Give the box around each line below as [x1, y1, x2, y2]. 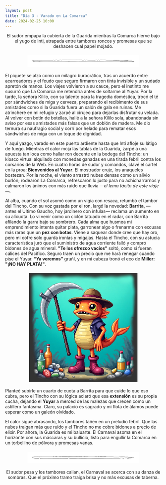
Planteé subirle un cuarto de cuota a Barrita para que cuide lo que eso [5, 388, 149, 394]
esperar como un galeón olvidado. [5, 409, 75, 415]
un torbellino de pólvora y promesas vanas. [5, 440, 94, 446]
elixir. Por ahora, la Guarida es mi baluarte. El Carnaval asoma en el [5, 429, 142, 435]
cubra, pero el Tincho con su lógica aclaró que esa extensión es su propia [5, 393, 157, 399]
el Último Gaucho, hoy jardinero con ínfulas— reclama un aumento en [17, 208, 160, 214]
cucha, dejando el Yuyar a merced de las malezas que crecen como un [5, 398, 151, 404]
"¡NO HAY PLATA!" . [5, 261, 46, 267]
